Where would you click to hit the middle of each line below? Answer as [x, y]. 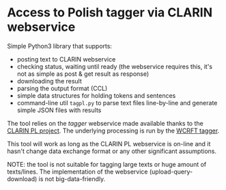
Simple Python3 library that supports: [60, 46]
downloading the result [49, 81]
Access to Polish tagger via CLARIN [110, 13]
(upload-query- [171, 172]
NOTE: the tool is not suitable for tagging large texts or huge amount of [107, 164]
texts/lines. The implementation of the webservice [77, 172]
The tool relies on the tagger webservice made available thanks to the [105, 123]
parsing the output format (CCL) [62, 88]
